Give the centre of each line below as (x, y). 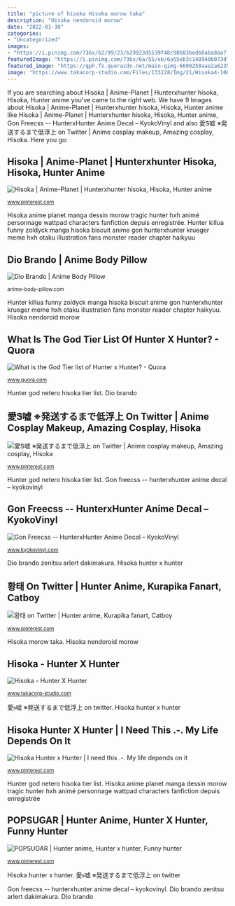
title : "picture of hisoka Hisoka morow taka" (76, 14)
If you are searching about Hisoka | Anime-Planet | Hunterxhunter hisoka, (113, 92)
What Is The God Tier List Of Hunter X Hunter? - (113, 339)
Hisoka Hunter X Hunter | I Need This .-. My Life (113, 730)
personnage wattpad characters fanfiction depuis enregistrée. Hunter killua (116, 223)
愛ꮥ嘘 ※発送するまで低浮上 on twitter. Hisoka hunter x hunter (94, 708)
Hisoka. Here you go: (38, 139)
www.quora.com (27, 380)
